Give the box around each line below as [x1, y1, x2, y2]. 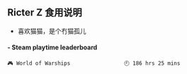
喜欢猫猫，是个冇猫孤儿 [17, 27, 86, 35]
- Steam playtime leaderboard [7, 43, 98, 51]
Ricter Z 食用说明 [7, 6, 83, 19]
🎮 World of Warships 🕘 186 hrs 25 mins [7, 60, 181, 67]
